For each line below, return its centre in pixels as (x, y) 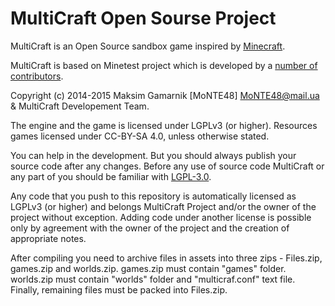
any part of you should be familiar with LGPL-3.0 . (111, 176)
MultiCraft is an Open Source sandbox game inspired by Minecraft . (148, 46)
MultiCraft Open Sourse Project (143, 18)
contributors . (37, 76)
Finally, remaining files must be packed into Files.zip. (119, 289)
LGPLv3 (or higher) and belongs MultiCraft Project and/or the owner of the (163, 206)
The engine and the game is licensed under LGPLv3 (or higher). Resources (164, 125)
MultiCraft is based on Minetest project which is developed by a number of (164, 65)
